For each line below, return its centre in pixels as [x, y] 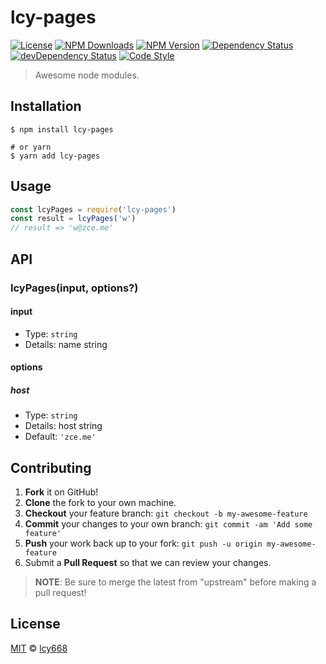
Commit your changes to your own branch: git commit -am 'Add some [168, 524]
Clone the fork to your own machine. [100, 503]
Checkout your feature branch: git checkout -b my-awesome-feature [166, 513]
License [35, 624]
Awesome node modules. [87, 75]
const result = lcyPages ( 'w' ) [73, 219]
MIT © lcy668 [39, 648]
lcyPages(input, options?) [74, 288]
